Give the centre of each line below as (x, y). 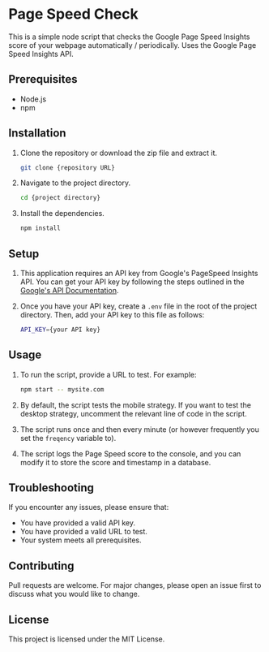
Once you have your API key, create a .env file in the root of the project (139, 306)
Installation (37, 134)
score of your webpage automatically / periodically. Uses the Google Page (132, 45)
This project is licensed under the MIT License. (87, 639)
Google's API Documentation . (69, 290)
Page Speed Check (74, 14)
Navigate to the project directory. (75, 183)
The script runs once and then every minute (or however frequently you (139, 429)
